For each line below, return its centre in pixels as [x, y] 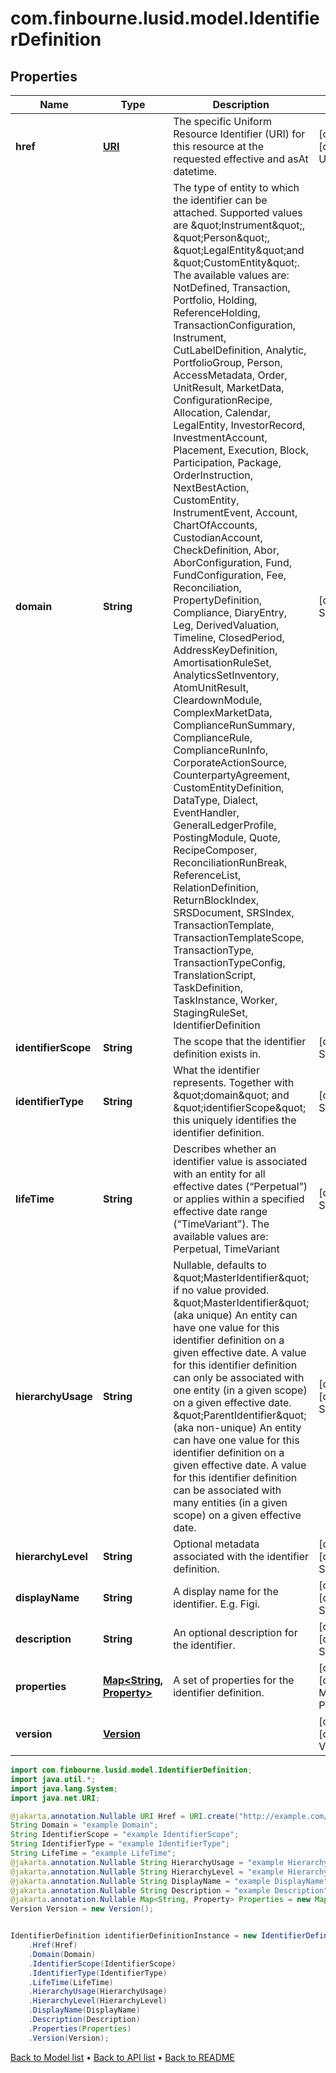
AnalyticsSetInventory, [226, 675]
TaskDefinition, [208, 987]
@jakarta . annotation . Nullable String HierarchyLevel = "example [147, 1872]
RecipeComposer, [215, 850]
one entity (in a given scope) [240, 1390]
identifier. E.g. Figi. [217, 1604]
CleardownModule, [218, 700]
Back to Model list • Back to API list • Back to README [122, 2057]
